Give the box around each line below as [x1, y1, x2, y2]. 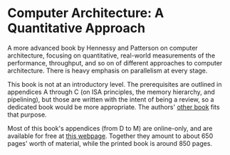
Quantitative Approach [7, 20, 146, 36]
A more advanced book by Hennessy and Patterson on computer [7, 43, 198, 52]
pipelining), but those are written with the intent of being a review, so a [7, 95, 214, 104]
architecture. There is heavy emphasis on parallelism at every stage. [7, 66, 208, 75]
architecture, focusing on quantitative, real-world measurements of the [7, 51, 216, 60]
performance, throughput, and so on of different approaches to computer [7, 58, 223, 67]
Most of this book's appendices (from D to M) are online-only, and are [7, 124, 213, 132]
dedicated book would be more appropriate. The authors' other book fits [7, 102, 220, 111]
